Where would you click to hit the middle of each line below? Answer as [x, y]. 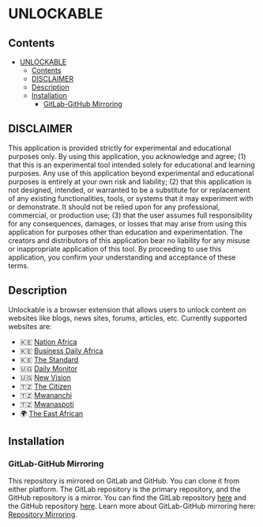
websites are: [30, 326]
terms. [19, 265]
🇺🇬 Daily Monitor [48, 368]
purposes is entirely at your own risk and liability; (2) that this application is [130, 181]
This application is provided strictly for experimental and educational [120, 148]
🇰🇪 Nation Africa [48, 342]
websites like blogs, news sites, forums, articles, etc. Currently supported [128, 318]
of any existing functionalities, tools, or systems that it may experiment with [131, 198]
